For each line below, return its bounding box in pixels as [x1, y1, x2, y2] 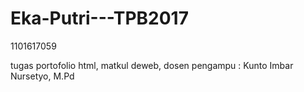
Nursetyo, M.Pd [10, 70, 75, 82]
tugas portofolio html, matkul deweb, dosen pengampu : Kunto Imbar [10, 59, 294, 71]
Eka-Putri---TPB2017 [10, 7, 189, 30]
